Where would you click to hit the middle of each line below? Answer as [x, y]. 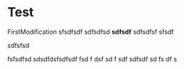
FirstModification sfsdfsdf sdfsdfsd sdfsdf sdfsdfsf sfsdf [91, 32]
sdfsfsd [18, 45]
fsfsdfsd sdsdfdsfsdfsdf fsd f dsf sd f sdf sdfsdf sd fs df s [92, 59]
